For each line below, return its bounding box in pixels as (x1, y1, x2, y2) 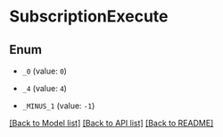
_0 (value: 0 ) (21, 65, 67, 76)
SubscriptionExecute (9, 6, 169, 27)
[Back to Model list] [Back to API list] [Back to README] (9, 118, 214, 128)
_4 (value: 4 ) (21, 83, 67, 93)
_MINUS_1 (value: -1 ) (21, 100, 95, 111)
